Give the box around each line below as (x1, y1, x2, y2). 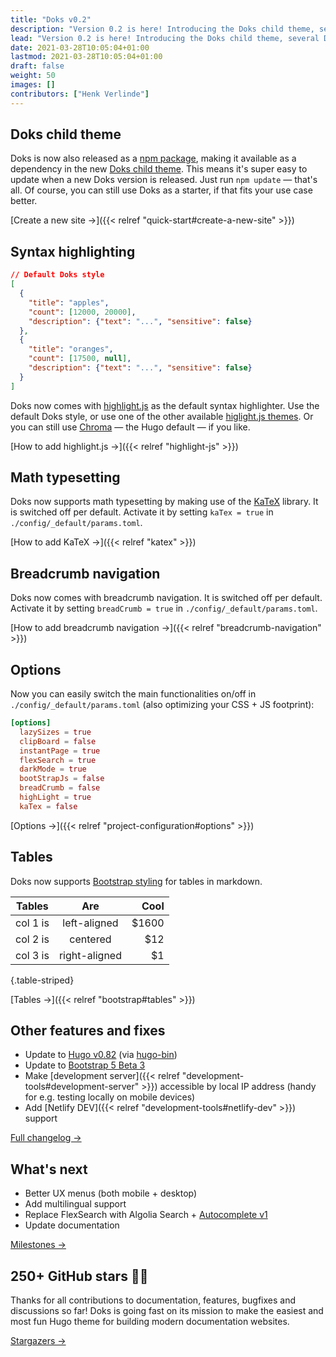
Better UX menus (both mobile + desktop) (24, 1187, 198, 1200)
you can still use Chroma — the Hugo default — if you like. (10, 421, 251, 433)
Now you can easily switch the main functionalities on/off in (10, 688, 257, 700)
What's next (10, 1161, 88, 1178)
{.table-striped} (10, 974, 75, 986)
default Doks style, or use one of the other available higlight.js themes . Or (10, 410, 314, 422)
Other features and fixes (10, 1022, 166, 1040)
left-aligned (62, 916, 119, 930)
